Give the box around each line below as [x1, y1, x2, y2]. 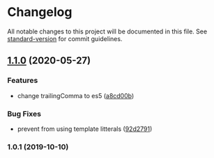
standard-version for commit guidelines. [7, 34, 123, 42]
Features [7, 76, 38, 86]
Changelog [7, 4, 72, 20]
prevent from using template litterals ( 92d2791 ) [17, 125, 153, 133]
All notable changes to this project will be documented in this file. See [7, 27, 208, 35]
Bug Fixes [7, 109, 42, 118]
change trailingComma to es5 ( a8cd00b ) [17, 91, 135, 100]
